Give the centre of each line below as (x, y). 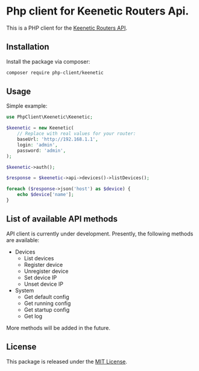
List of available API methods (62, 219)
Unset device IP (43, 284)
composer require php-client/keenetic (55, 73)
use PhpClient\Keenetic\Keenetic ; (50, 117)
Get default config (46, 297)
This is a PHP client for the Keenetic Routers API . (67, 28)
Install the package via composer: (48, 61)
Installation (28, 47)
